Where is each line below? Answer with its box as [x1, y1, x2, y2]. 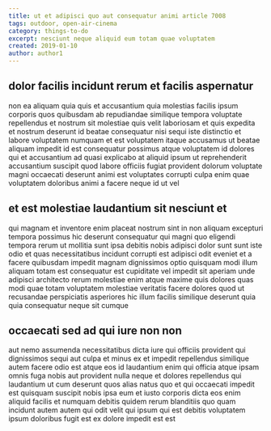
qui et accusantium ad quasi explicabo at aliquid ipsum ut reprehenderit [8, 152, 247, 162]
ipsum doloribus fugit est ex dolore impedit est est [8, 414, 176, 424]
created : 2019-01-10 [8, 42, 78, 50]
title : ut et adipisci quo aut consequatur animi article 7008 [8, 11, 227, 20]
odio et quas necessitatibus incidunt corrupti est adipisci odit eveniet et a [8, 248, 252, 259]
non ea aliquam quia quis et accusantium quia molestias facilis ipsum [8, 100, 239, 110]
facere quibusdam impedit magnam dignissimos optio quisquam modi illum [8, 257, 258, 267]
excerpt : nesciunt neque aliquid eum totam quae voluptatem [8, 34, 216, 43]
